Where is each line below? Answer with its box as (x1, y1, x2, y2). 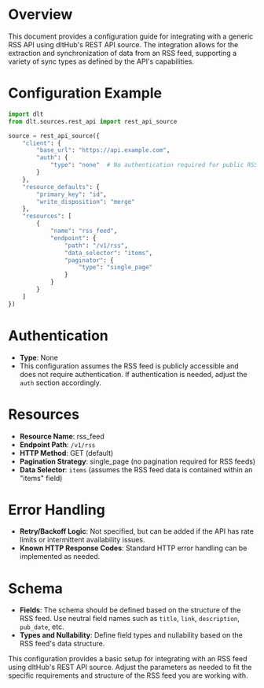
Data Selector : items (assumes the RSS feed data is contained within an (19, 464, 253, 474)
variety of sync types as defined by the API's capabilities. (8, 57, 195, 66)
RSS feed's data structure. (19, 639, 105, 649)
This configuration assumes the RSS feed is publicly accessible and (19, 361, 239, 371)
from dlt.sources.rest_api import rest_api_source (8, 117, 178, 125)
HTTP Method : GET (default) (19, 448, 114, 457)
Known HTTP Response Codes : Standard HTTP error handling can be (19, 543, 247, 553)
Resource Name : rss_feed (19, 431, 104, 441)
